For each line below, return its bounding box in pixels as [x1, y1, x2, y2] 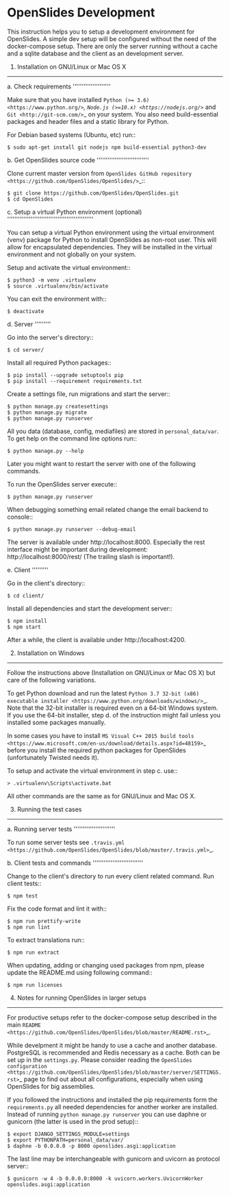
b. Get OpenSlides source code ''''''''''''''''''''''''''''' [7, 156, 149, 164]
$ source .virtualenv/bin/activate [7, 282, 109, 289]
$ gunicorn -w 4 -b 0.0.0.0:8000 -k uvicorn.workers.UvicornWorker [7, 1175, 204, 1182]
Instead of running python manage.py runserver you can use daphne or [7, 1110, 207, 1118]
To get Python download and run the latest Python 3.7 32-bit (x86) [7, 689, 200, 697]
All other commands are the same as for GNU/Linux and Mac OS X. [7, 791, 196, 800]
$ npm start [7, 624, 41, 630]
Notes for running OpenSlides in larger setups [16, 994, 147, 1002]
